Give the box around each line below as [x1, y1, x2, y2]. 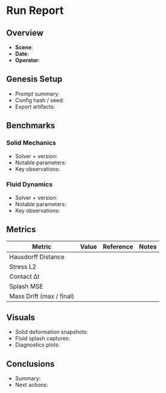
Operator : [14, 57, 40, 63]
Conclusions [6, 359, 55, 369]
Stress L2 [9, 262, 37, 271]
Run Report [6, 4, 64, 18]
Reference [102, 242, 133, 251]
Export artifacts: [14, 103, 56, 110]
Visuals [6, 313, 35, 322]
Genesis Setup [6, 74, 63, 85]
